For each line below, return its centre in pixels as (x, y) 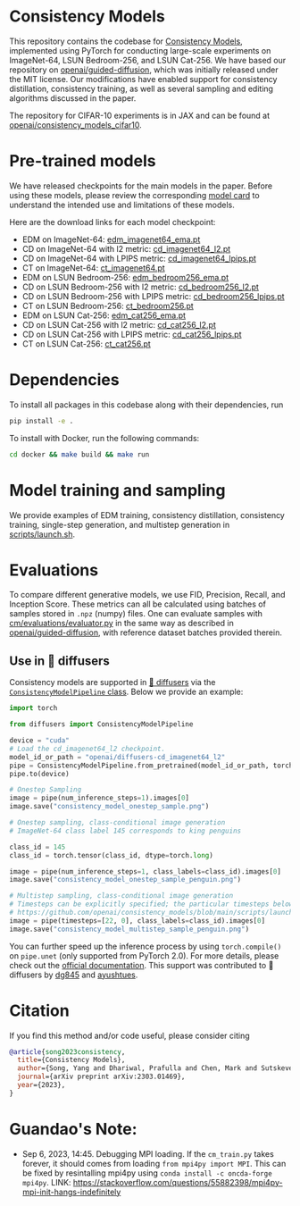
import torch (33, 708)
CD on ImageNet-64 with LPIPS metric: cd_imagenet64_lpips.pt (139, 258)
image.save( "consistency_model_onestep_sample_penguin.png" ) (125, 880)
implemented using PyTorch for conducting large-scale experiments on (140, 50)
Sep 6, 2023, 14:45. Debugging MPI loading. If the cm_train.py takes (148, 1153)
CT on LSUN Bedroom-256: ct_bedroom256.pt (108, 306)
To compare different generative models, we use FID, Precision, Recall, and (147, 595)
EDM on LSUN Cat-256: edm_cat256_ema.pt (104, 315)
